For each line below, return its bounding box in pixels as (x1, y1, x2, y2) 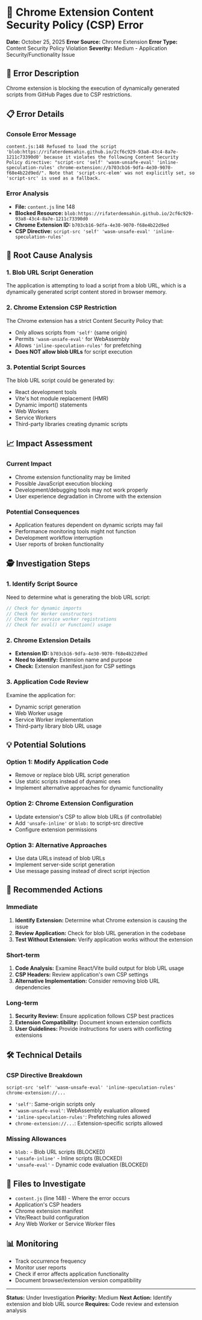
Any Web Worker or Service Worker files (14, 1220, 115, 1228)
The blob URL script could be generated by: (6, 377, 115, 384)
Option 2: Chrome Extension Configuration (6, 799, 133, 808)
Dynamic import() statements (14, 401, 88, 408)
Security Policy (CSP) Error (6, 18, 144, 32)
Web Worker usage (14, 709, 63, 716)
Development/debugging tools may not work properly (14, 486, 148, 493)
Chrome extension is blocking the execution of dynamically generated (6, 84, 180, 92)
